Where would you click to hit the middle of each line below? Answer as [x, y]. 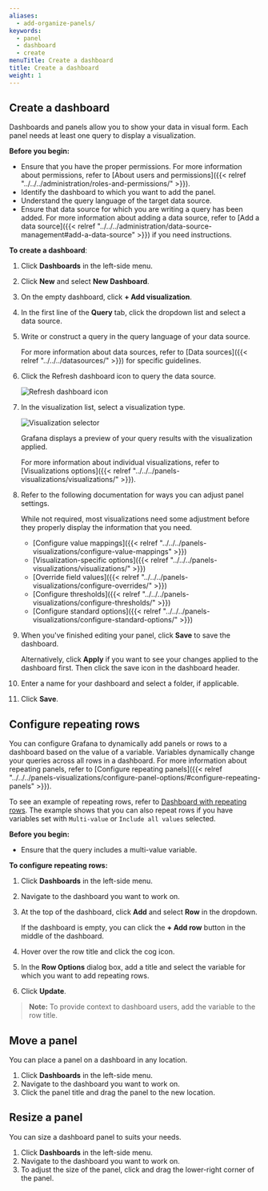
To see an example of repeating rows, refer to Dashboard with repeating [128, 802]
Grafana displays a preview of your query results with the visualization [136, 439]
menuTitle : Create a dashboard [61, 61]
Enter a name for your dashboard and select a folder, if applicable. [130, 683]
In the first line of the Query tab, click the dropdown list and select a [133, 313]
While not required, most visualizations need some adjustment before [135, 519]
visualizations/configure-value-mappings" [102, 552]
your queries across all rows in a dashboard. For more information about [128, 761]
